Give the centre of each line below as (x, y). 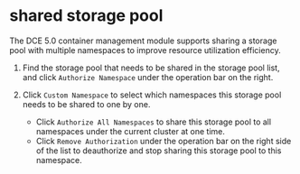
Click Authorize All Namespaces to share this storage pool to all (154, 122)
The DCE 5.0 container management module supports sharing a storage (143, 41)
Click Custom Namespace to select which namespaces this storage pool (152, 95)
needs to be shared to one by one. (86, 104)
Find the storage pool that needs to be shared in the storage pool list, (151, 68)
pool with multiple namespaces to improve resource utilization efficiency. (145, 50)
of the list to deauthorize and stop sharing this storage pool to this (159, 151)
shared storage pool (86, 16)
